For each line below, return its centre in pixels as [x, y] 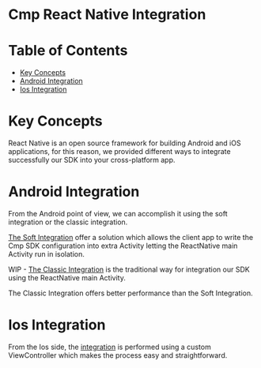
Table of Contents [68, 51]
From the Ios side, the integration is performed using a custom [110, 347]
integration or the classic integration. [68, 222]
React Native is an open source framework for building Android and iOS [125, 143]
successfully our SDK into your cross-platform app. [92, 160]
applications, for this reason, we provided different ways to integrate [119, 152]
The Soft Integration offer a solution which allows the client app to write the [131, 237]
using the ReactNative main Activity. [67, 278]
